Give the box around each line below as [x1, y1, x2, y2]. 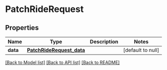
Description [89, 38, 118, 45]
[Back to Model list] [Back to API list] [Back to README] [5, 59, 120, 65]
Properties [5, 23, 39, 32]
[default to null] [123, 46, 159, 53]
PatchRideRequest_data [26, 46, 85, 53]
